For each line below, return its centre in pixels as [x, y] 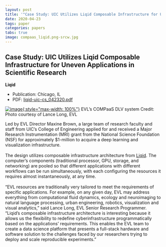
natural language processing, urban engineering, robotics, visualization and [82, 203]
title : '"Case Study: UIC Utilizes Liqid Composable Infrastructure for [82, 14]
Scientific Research [36, 73]
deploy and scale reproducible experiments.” [51, 239]
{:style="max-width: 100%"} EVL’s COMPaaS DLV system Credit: [88, 109]
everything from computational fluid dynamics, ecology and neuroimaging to [83, 197]
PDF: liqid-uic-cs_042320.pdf [42, 99]
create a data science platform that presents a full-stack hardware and [77, 229]
